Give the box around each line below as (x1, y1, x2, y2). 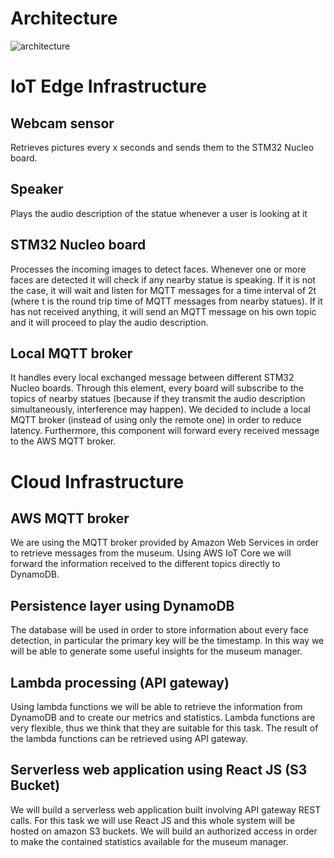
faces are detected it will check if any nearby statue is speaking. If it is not (10, 273, 316, 286)
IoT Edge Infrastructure (10, 75, 207, 98)
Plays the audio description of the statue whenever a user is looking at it (10, 207, 308, 219)
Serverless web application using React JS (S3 (10, 762, 308, 779)
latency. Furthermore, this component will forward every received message (10, 425, 320, 437)
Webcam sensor (10, 115, 115, 132)
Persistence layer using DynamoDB (10, 597, 235, 614)
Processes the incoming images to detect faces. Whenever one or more (10, 263, 307, 275)
